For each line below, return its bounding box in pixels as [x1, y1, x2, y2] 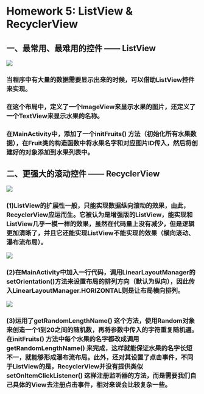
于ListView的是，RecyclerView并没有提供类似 [6, 362, 143, 371]
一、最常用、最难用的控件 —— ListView [6, 43, 157, 53]
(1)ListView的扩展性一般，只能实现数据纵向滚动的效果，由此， [6, 201, 190, 210]
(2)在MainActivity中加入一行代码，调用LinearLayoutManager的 [6, 268, 196, 276]
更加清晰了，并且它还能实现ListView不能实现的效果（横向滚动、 [6, 229, 195, 237]
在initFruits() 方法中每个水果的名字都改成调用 [6, 335, 139, 343]
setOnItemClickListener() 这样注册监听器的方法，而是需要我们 [6, 371, 191, 380]
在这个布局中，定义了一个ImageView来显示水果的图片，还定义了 [6, 102, 196, 111]
